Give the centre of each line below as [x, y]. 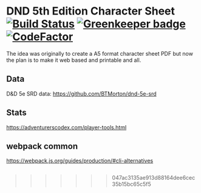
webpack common [42, 146]
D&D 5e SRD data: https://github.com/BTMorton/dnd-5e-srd [81, 93]
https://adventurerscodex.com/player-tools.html [66, 127]
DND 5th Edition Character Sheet [90, 11]
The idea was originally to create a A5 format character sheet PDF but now [100, 53]
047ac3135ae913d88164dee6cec [154, 178]
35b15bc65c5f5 [131, 184]
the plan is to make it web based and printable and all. [74, 60]
